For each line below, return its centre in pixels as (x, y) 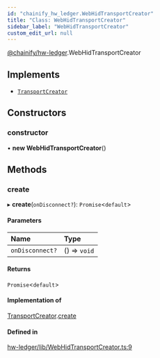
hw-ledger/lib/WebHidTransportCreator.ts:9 (70, 347)
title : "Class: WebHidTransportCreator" (67, 20)
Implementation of (34, 300)
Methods (27, 170)
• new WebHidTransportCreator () (57, 148)
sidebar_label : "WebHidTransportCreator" (68, 26)
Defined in (23, 332)
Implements (34, 75)
